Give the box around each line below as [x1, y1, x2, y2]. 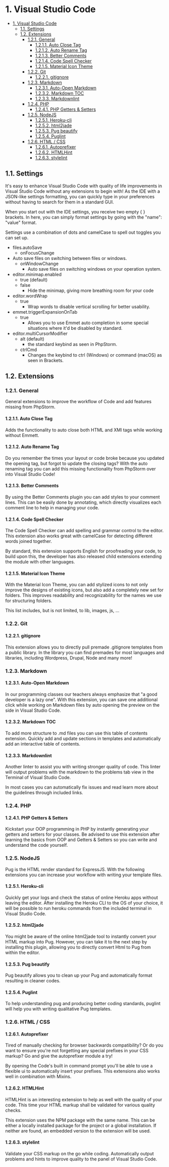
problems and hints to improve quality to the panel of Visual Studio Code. [5, 1156, 157, 1162]
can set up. [5, 234, 29, 241]
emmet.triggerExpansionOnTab [12, 309, 78, 315]
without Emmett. [5, 432, 39, 438]
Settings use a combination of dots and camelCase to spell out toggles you [5, 229, 161, 235]
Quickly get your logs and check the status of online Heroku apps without [5, 894, 158, 900]
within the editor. [5, 949, 40, 956]
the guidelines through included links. [5, 790, 83, 796]
